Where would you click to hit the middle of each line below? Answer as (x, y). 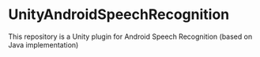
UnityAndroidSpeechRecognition (119, 15)
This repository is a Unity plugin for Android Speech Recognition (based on (130, 36)
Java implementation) (43, 44)
